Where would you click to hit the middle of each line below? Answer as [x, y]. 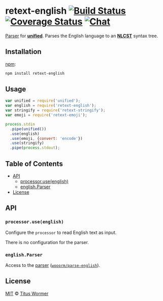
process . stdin [20, 124]
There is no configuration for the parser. [47, 242]
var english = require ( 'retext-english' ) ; [51, 106]
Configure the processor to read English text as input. [61, 232]
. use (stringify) [27, 143]
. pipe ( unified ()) [28, 129]
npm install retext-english [35, 73]
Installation [23, 52]
